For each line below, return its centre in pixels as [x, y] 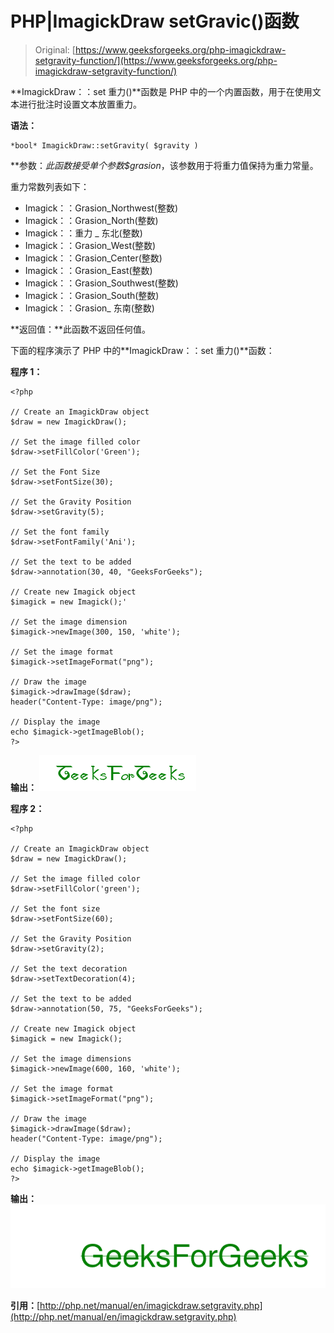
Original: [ [55, 49]
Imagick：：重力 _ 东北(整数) [83, 233]
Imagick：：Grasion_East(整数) [88, 270]
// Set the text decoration [69, 968]
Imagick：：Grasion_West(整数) [90, 245]
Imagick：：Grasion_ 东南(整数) [89, 308]
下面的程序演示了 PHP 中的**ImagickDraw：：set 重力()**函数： [142, 350]
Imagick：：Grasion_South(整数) [92, 295]
